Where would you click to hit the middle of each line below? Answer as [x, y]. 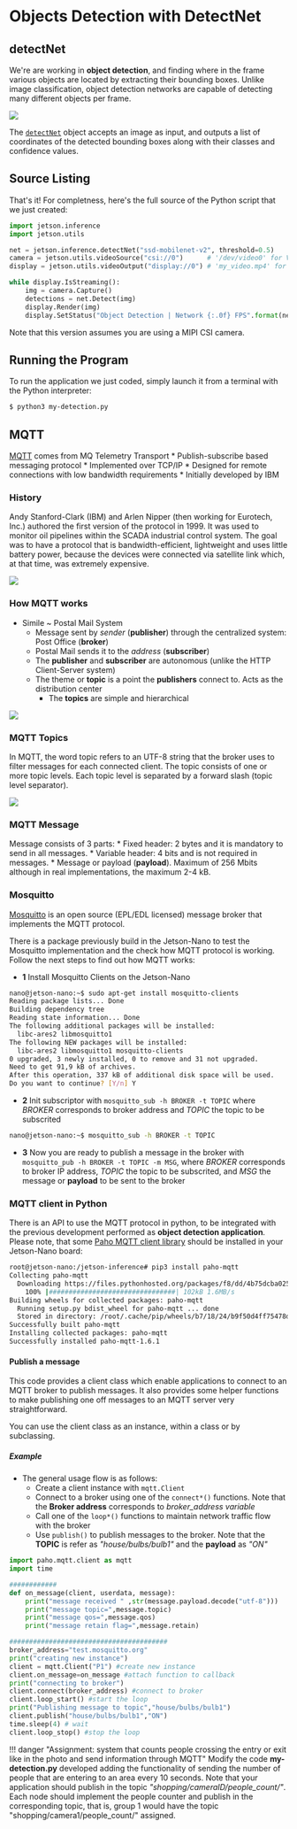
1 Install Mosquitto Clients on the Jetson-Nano [106, 976]
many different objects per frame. [70, 98]
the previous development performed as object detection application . [137, 1232]
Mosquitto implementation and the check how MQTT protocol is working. [142, 950]
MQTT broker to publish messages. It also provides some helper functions [144, 1391]
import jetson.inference [55, 226]
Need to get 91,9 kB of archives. [73, 1067]
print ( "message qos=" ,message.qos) [91, 1617]
